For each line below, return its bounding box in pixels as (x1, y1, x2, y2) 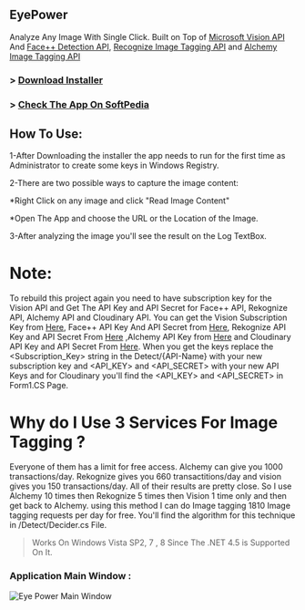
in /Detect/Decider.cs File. (9, 520, 107, 531)
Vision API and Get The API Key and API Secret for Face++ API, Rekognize (9, 303, 289, 314)
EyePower (9, 7, 68, 23)
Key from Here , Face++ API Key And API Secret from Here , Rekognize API (9, 322, 287, 333)
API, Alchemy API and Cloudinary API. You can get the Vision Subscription (9, 312, 288, 323)
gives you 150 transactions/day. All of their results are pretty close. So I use (9, 481, 292, 491)
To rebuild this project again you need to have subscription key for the (9, 293, 272, 304)
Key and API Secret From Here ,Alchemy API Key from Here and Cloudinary (9, 332, 291, 343)
